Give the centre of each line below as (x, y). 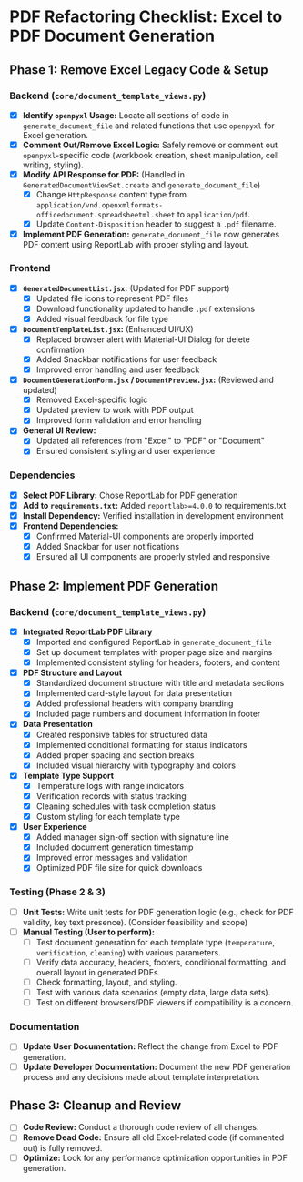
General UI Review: (59, 430)
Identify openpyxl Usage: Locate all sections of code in (126, 115)
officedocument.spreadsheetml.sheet (106, 216)
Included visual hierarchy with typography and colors (136, 765)
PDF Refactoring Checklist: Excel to (146, 17)
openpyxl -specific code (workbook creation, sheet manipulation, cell (151, 155)
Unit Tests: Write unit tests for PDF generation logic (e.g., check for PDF (158, 912)
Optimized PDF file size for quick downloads (119, 868)
